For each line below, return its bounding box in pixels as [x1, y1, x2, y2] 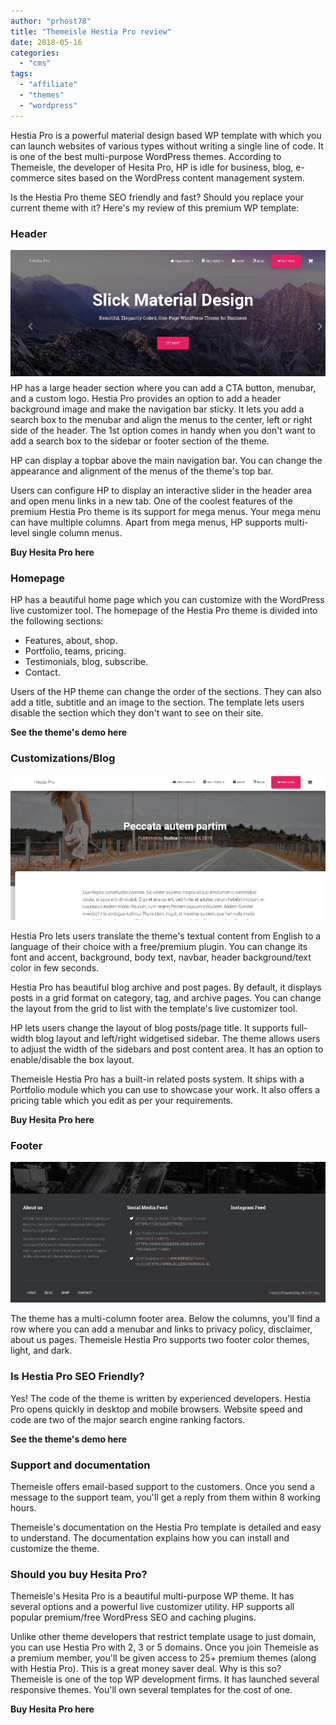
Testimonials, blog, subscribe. [24, 656, 149, 668]
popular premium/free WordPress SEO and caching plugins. [10, 1611, 257, 1624]
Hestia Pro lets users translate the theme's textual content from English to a [10, 930, 322, 942]
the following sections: [10, 615, 104, 627]
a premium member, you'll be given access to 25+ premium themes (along [10, 1652, 317, 1664]
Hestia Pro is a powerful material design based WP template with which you [10, 129, 322, 141]
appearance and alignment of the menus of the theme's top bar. [10, 465, 274, 477]
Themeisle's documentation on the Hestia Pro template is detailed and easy [10, 1521, 322, 1533]
